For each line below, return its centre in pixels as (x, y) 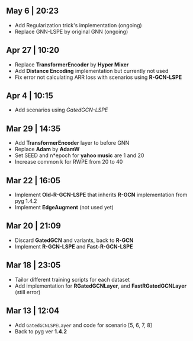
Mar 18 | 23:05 (33, 265)
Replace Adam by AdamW (47, 149)
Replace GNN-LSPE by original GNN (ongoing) (71, 31)
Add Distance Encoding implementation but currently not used (91, 71)
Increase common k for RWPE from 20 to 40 (69, 162)
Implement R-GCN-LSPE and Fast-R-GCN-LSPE (74, 246)
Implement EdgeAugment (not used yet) (64, 208)
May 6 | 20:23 (33, 11)
